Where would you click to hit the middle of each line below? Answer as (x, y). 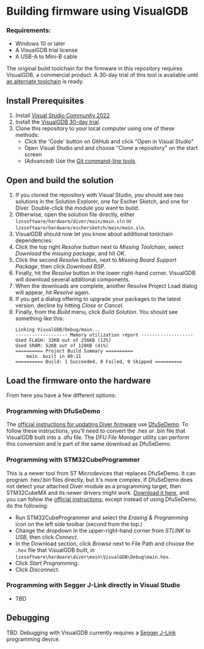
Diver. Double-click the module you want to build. (77, 208)
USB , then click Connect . (46, 537)
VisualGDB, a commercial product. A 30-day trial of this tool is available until (102, 75)
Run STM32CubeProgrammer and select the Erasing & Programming (102, 517)
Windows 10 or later (40, 43)
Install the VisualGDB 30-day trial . (58, 122)
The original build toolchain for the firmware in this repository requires (94, 69)
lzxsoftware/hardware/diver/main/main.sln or (73, 221)
